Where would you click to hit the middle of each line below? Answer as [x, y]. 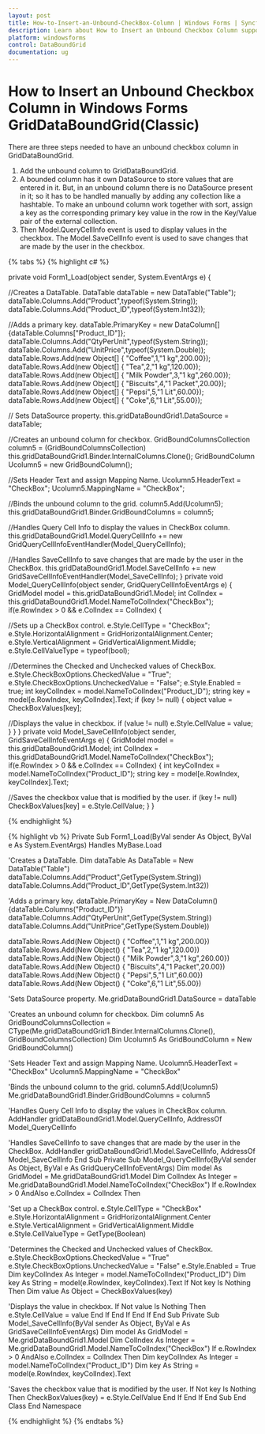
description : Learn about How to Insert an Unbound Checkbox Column [123, 30]
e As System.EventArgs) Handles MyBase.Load [85, 844]
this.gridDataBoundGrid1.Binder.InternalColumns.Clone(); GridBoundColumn [131, 456]
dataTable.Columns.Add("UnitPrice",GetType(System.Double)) [109, 926]
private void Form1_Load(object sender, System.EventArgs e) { [110, 277]
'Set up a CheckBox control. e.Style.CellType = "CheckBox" [105, 1208]
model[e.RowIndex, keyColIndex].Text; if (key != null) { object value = [120, 699]
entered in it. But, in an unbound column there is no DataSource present [136, 188]
